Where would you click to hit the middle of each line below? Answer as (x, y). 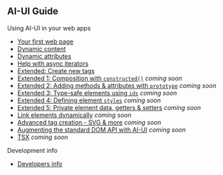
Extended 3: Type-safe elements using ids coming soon (97, 93)
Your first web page (45, 42)
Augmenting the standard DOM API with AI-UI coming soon (101, 129)
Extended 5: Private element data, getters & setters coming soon (109, 107)
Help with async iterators (52, 63)
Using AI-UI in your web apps (49, 28)
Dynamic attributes (44, 56)
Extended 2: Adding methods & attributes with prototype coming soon (117, 85)
